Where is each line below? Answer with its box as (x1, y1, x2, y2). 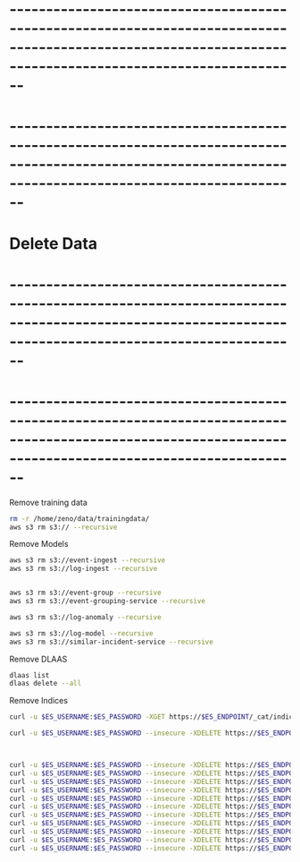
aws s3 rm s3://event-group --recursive (9, 588, 162, 598)
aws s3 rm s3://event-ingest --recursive (9, 556, 166, 565)
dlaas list (9, 670, 50, 679)
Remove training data (9, 497, 87, 508)
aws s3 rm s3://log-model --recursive (9, 628, 154, 638)
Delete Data (9, 233, 98, 253)
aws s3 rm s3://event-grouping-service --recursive (9, 597, 205, 606)
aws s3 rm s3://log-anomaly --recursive (9, 612, 162, 621)
